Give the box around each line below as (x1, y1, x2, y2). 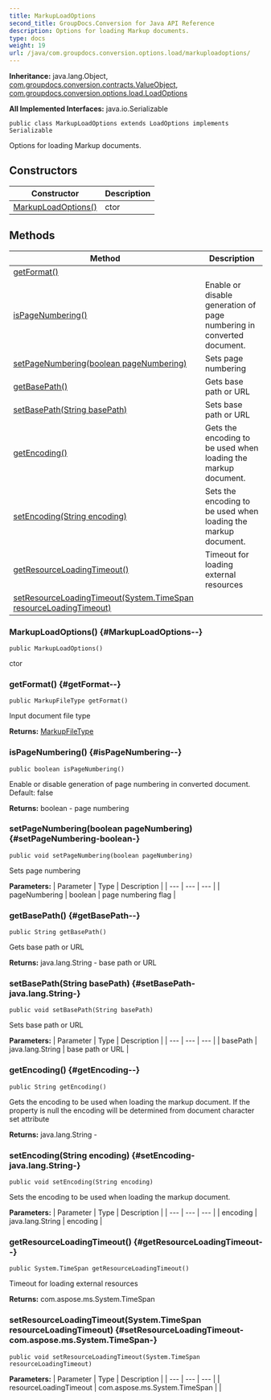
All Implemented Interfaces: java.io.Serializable (9, 104, 168, 113)
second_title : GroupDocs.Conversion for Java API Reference (9, 19, 216, 27)
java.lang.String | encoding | (9, 1217, 103, 1225)
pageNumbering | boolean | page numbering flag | (9, 890, 176, 900)
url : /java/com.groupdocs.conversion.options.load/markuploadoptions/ (9, 49, 251, 57)
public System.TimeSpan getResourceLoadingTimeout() (9, 1265, 190, 1273)
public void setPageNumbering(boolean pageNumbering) (9, 851, 194, 859)
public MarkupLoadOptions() (9, 644, 104, 653)
